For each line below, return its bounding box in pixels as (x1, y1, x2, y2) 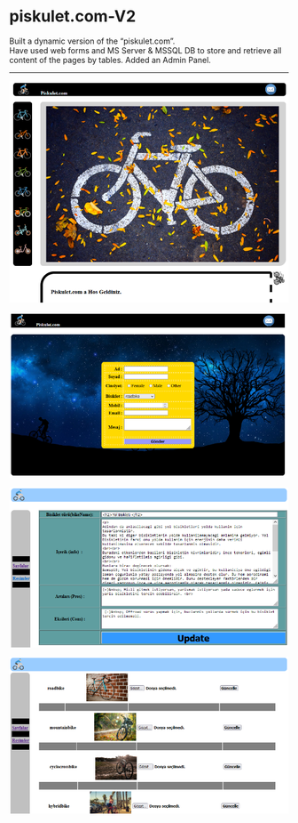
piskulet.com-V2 (9, 6, 137, 27)
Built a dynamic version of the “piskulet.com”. (9, 36, 176, 46)
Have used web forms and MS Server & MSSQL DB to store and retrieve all (9, 44, 282, 55)
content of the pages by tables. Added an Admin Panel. (9, 54, 211, 65)
